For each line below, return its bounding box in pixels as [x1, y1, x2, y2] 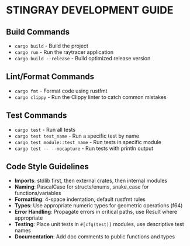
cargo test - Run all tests [14, 126, 76, 133]
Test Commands [6, 111, 67, 121]
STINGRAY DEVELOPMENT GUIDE [6, 4, 174, 17]
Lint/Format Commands [6, 71, 95, 82]
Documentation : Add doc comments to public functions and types [14, 233, 175, 240]
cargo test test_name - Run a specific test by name [14, 132, 139, 139]
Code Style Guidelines [6, 162, 89, 172]
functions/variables [14, 190, 61, 197]
